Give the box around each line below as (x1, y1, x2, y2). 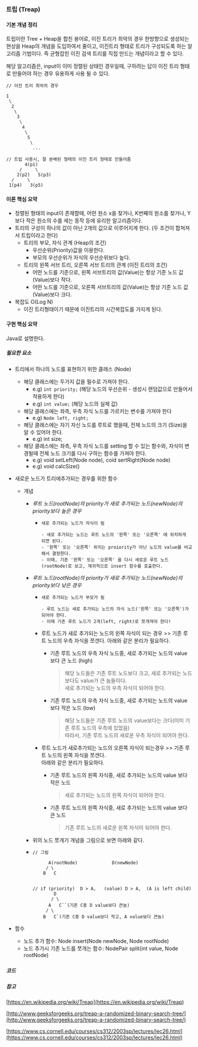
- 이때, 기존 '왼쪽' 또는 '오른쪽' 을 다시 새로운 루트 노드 (41, 557, 169, 563)
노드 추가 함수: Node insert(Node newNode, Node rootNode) (23, 937, 170, 944)
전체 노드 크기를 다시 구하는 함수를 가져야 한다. (39, 449, 147, 456)
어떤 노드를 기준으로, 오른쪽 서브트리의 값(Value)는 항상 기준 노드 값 (32, 284, 189, 291)
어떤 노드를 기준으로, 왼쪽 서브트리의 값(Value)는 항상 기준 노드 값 (32, 269, 184, 276)
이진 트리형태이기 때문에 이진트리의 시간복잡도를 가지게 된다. (23, 306, 163, 313)
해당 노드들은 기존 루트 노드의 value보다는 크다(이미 (64, 717, 184, 724)
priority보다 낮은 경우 (32, 581, 82, 589)
